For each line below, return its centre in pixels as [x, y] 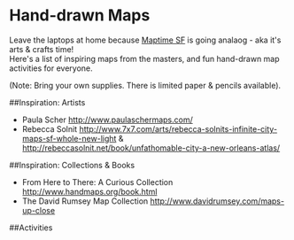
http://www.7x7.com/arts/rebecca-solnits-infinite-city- [178, 128]
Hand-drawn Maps [80, 15]
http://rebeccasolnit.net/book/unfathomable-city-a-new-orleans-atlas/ [151, 148]
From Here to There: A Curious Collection [97, 182]
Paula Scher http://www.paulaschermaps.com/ [107, 120]
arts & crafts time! [42, 49]
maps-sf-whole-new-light [69, 138]
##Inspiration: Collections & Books [72, 165]
